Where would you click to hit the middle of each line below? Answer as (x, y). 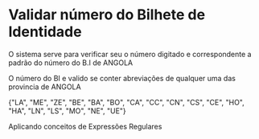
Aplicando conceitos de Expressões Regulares (85, 126)
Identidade (45, 32)
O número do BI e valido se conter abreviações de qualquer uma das (122, 78)
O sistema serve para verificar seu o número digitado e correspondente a (130, 54)
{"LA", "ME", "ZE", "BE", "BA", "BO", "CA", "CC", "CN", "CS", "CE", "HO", (127, 102)
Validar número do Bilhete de (107, 15)
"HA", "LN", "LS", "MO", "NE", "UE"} (67, 111)
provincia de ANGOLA (45, 87)
